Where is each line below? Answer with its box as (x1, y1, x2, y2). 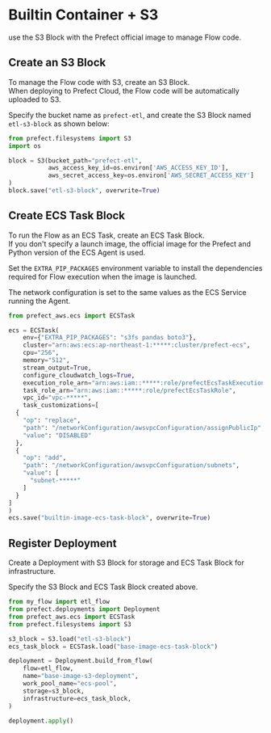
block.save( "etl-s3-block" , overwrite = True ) (8, 187, 161, 195)
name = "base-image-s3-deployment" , (23, 672, 139, 680)
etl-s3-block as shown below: (8, 119, 110, 128)
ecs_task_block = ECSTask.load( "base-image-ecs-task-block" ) (8, 642, 219, 651)
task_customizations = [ (23, 402, 99, 410)
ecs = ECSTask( (8, 326, 60, 335)
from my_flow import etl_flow (8, 598, 110, 606)
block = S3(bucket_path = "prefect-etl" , (8, 156, 143, 165)
